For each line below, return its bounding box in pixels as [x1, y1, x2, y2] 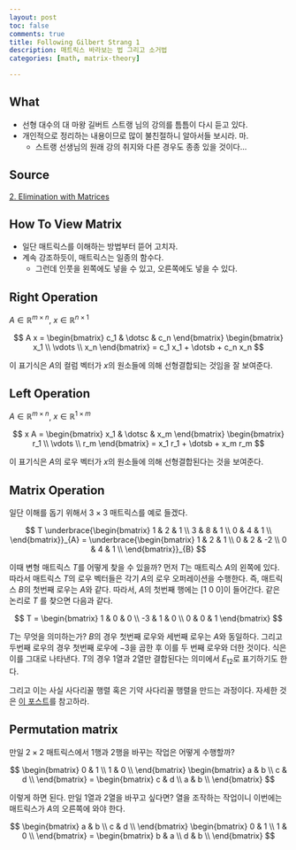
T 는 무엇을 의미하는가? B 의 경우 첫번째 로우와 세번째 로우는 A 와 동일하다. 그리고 [9, 631, 283, 642]
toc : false [9, 21, 49, 30]
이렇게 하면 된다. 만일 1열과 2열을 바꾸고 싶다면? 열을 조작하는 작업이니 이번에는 [9, 792, 283, 802]
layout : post [9, 12, 57, 22]
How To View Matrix [9, 217, 122, 232]
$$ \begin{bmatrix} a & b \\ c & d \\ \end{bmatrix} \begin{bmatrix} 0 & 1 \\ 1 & [10, 821, 287, 831]
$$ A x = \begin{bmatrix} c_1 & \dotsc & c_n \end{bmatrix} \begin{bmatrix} [12, 332, 285, 343]
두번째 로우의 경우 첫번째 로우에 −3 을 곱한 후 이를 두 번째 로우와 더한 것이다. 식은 [9, 643, 287, 653]
